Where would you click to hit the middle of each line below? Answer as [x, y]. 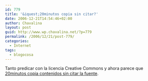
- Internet [20, 46]
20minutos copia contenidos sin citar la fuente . [52, 74]
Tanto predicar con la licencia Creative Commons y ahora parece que [74, 68]
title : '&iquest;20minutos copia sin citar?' [52, 14]
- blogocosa [22, 55]
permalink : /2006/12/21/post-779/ [40, 37]
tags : [10, 50]
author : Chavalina [23, 23]
